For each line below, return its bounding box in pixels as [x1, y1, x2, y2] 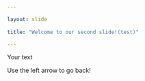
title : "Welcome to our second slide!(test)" [7, 29, 139, 35]
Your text [7, 53, 33, 61]
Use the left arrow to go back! [7, 66, 91, 75]
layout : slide [7, 16, 48, 22]
